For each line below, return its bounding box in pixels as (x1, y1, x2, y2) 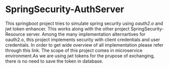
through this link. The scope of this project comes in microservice (5, 47, 143, 53)
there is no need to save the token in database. (5, 58, 104, 64)
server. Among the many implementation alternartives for (26, 31, 146, 37)
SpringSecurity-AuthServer (5, 4, 124, 15)
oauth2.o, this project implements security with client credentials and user (5, 37, 160, 43)
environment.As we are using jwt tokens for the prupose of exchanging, (5, 52, 155, 59)
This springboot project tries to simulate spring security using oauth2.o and (5, 20, 163, 26)
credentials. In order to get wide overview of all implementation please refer (5, 42, 164, 48)
